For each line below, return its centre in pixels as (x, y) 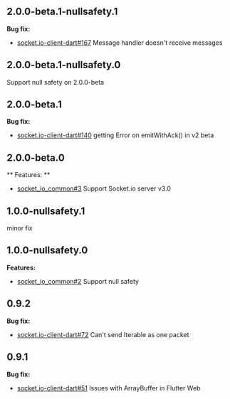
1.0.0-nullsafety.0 (47, 251)
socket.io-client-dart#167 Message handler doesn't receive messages (120, 43)
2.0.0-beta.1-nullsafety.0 (64, 65)
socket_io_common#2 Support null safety (78, 281)
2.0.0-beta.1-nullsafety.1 (62, 12)
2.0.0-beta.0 (36, 158)
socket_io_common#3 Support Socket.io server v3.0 (94, 188)
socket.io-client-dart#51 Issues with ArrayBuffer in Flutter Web (109, 388)
